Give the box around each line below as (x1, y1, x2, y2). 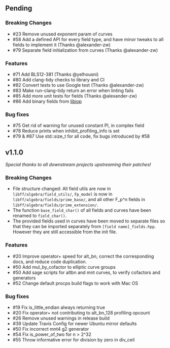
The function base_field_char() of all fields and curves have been (12, 207, 151, 213)
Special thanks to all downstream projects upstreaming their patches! (5, 162, 151, 168)
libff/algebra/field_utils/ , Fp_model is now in (12, 191, 113, 197)
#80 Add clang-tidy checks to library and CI (12, 76, 105, 83)
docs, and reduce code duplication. (12, 259, 87, 265)
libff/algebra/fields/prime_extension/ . (12, 202, 98, 208)
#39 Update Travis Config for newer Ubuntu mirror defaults (12, 320, 137, 327)
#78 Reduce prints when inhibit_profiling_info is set (12, 128, 120, 134)
